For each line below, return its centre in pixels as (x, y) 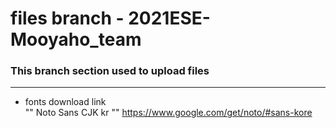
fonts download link (65, 102)
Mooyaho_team (76, 39)
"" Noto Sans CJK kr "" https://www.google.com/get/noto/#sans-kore (168, 113)
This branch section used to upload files (110, 71)
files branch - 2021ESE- (110, 18)
